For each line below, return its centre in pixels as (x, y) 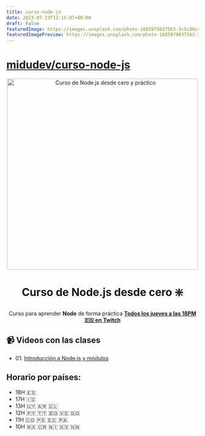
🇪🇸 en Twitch (103, 320)
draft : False (23, 23)
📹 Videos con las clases (53, 340)
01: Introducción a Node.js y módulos (62, 358)
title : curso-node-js (34, 12)
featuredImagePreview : (35, 35)
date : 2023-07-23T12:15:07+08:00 (49, 18)
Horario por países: (44, 378)
